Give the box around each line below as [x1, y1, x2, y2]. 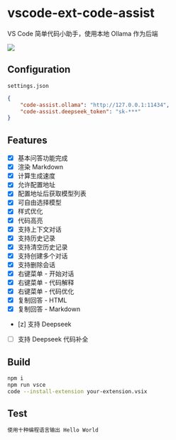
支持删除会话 [17, 260, 55, 269]
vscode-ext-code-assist [7, 5, 155, 21]
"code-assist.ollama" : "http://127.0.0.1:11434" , [20, 101, 170, 108]
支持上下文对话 [17, 225, 62, 233]
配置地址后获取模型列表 [17, 189, 87, 198]
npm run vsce [7, 381, 46, 388]
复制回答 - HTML [17, 296, 67, 305]
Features [7, 134, 48, 146]
